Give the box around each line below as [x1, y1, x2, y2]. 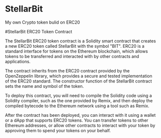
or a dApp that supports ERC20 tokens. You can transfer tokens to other [5, 117, 148, 123]
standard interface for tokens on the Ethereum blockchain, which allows [5, 48, 148, 54]
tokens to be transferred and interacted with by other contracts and [5, 53, 139, 59]
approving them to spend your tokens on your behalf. [5, 127, 111, 133]
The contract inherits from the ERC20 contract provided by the [5, 68, 130, 73]
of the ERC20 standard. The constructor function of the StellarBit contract [5, 78, 152, 84]
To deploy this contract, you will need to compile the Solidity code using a [5, 93, 152, 98]
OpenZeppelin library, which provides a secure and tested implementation [5, 73, 152, 79]
